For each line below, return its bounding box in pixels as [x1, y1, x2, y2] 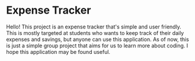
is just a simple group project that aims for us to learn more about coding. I [6, 42, 188, 49]
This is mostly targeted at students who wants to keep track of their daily [6, 29, 184, 36]
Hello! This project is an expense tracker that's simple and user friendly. [6, 23, 182, 30]
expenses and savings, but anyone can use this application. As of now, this [6, 36, 190, 43]
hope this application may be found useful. [6, 48, 111, 55]
